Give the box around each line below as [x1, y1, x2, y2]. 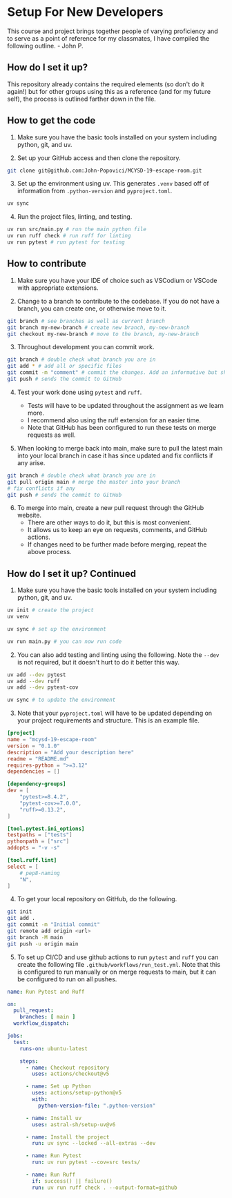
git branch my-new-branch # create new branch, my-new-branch [7, 324, 190, 331]
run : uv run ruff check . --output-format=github [32, 1184, 177, 1191]
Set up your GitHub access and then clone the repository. [17, 153, 181, 162]
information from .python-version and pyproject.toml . [17, 187, 173, 195]
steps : [19, 1057, 39, 1065]
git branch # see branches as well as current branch [7, 317, 166, 324]
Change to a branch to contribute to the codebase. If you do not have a [17, 297, 220, 305]
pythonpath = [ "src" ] [7, 838, 70, 845]
